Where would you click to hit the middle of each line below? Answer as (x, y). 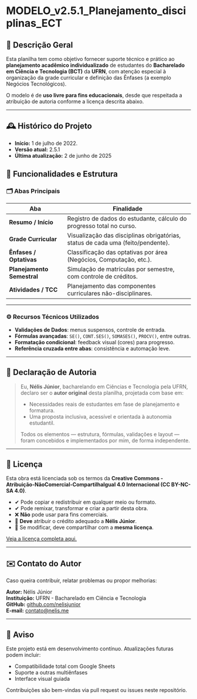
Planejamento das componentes (111, 286)
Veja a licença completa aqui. (42, 539)
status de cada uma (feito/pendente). (118, 243)
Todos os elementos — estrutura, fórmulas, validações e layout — (100, 434)
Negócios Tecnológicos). (36, 84)
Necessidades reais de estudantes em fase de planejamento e (104, 404)
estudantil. (42, 423)
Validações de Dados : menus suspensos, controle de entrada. (90, 330)
